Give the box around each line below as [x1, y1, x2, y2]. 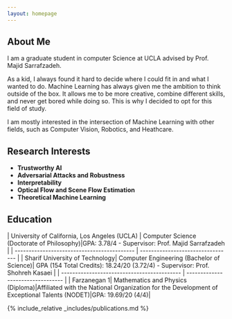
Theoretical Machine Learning [17, 193, 106, 202]
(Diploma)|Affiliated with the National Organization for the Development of [7, 284, 218, 292]
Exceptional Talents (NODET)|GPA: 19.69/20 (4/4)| [7, 291, 151, 299]
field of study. [7, 105, 47, 113]
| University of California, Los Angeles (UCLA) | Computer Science [7, 232, 197, 240]
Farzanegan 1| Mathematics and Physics [71, 276, 187, 284]
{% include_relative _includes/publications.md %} [7, 304, 149, 313]
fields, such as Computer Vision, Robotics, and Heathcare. [7, 126, 174, 134]
